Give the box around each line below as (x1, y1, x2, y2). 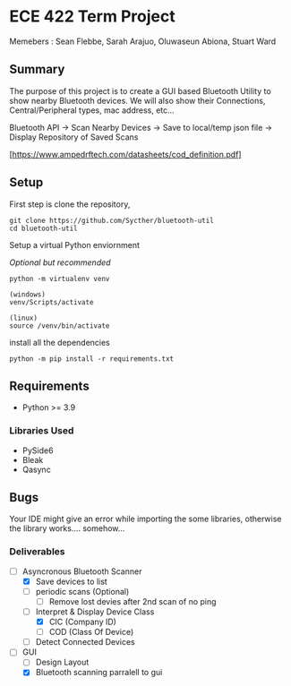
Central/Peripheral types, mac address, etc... (9, 105, 175, 116)
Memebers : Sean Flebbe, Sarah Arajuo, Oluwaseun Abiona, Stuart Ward (9, 36, 277, 47)
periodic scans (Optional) (35, 586, 130, 596)
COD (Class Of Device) (48, 627, 134, 638)
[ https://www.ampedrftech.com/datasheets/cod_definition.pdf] (9, 149, 242, 159)
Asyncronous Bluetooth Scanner (21, 566, 142, 577)
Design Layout (35, 656, 90, 668)
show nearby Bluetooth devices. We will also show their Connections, (9, 95, 266, 106)
